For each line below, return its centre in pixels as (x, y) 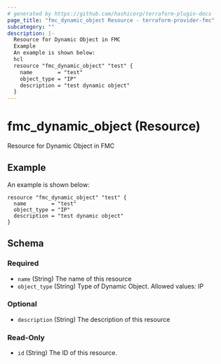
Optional (22, 304)
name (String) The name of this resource (74, 279)
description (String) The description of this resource (94, 319)
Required (23, 263)
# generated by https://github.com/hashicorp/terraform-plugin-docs (109, 14)
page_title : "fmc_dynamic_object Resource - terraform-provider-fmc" (111, 20)
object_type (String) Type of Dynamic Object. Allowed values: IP (110, 286)
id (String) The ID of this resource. (67, 353)
